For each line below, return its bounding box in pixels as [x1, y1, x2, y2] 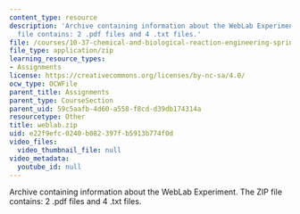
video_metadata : [9, 153, 70, 163]
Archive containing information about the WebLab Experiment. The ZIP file [9, 186, 283, 197]
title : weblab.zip [9, 121, 78, 130]
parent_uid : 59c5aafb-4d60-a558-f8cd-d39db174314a [9, 104, 202, 113]
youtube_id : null [17, 162, 82, 171]
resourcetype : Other [9, 112, 87, 121]
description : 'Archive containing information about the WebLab [9, 21, 254, 30]
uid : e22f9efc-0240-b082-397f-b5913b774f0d [9, 129, 174, 138]
